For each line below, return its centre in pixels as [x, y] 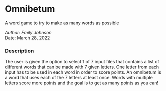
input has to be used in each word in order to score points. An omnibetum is [83, 72]
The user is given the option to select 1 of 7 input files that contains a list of [82, 62]
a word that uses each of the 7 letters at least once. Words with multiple [79, 78]
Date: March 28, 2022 [28, 38]
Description [20, 51]
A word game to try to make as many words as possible [62, 23]
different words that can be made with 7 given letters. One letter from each [82, 67]
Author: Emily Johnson [28, 32]
